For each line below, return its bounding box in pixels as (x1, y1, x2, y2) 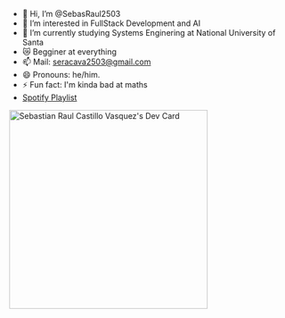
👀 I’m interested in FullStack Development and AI (21, 18, 201, 29)
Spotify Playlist (21, 92, 77, 103)
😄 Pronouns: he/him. (21, 70, 101, 79)
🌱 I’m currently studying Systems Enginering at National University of (21, 28, 276, 38)
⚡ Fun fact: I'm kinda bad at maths (21, 79, 149, 89)
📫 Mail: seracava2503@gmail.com (21, 56, 151, 67)
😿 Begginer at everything (21, 46, 118, 57)
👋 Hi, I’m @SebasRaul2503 (21, 9, 121, 19)
